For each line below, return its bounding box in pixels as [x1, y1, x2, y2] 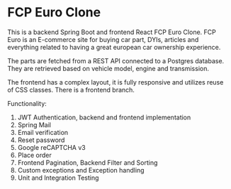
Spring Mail [17, 120, 52, 129]
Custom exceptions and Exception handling [17, 166, 145, 174]
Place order [17, 151, 52, 159]
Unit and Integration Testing [17, 173, 99, 182]
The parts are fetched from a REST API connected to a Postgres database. [7, 56, 225, 65]
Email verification [17, 128, 69, 136]
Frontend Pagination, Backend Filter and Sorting [17, 158, 158, 167]
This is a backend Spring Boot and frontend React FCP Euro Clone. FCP [7, 28, 216, 36]
